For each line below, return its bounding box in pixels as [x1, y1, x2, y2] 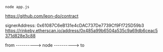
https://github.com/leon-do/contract [5, 13, 79, 19]
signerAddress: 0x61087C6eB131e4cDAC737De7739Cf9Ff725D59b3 [5, 22, 144, 28]
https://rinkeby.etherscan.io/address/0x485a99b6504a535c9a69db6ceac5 [5, 28, 158, 34]
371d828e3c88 [5, 33, 36, 38]
